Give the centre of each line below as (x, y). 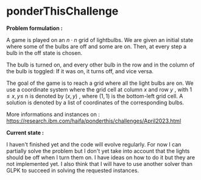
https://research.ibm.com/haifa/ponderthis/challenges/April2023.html (94, 121)
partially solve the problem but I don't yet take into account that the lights (98, 151)
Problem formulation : (34, 28)
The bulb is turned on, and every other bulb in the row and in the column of (100, 65)
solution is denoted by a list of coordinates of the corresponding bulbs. (95, 103)
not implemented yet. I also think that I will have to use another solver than (100, 164)
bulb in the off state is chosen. (44, 52)
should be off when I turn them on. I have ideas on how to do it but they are (101, 157)
